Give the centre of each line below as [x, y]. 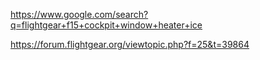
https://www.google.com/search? [79, 14]
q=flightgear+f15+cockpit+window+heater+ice [106, 25]
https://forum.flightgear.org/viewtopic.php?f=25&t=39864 [130, 44]
